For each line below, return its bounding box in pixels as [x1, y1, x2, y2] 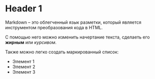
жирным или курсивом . [5, 39, 57, 45]
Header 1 [5, 3, 42, 14]
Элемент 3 [12, 69, 36, 75]
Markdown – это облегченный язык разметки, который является [5, 19, 142, 25]
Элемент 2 [12, 64, 36, 70]
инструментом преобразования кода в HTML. [5, 24, 103, 30]
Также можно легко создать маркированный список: [5, 49, 119, 55]
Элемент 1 [12, 58, 35, 64]
